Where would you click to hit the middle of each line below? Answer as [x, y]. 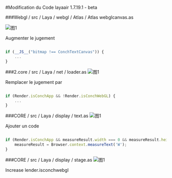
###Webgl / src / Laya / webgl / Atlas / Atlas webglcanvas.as [70, 17]
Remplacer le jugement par [34, 82]
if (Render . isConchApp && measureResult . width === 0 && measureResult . [83, 140]
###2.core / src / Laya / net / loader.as [46, 72]
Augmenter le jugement [30, 38]
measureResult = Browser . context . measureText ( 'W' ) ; [71, 145]
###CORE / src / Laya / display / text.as [47, 116]
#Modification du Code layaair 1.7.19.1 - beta [51, 7]
